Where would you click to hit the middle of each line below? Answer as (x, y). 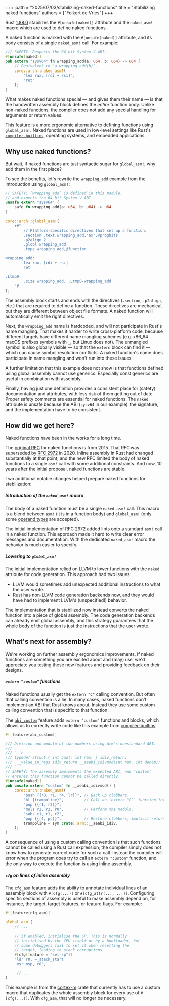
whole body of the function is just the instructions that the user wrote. (77, 626)
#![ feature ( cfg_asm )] (28, 913)
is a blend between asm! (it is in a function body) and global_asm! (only (78, 514)
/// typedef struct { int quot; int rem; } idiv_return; (66, 758)
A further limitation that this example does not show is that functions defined (84, 368)
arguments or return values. (34, 115)
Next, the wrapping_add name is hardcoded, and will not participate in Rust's (84, 326)
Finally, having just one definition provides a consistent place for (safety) (80, 388)
